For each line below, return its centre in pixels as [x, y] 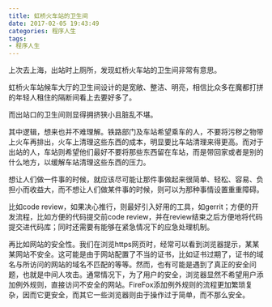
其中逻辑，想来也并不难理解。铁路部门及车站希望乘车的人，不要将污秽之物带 [136, 132]
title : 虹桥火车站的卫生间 [49, 16]
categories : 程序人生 [42, 31]
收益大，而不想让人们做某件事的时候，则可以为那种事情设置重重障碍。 [147, 190]
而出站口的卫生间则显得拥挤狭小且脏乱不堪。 [83, 115]
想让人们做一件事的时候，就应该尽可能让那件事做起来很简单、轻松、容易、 [132, 180]
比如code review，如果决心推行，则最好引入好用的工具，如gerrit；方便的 [130, 207]
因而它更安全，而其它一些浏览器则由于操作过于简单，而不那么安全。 [136, 295]
